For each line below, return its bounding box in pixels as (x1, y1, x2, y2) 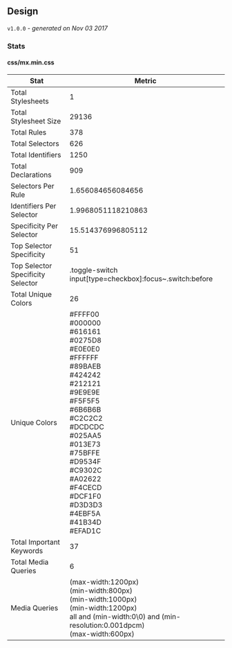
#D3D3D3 (69, 500, 103, 509)
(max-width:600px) (69, 629, 135, 638)
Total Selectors (10, 139, 60, 148)
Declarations (10, 170, 52, 179)
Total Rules (10, 128, 47, 137)
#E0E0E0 (69, 344, 100, 353)
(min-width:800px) (69, 586, 133, 595)
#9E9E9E (69, 387, 100, 397)
